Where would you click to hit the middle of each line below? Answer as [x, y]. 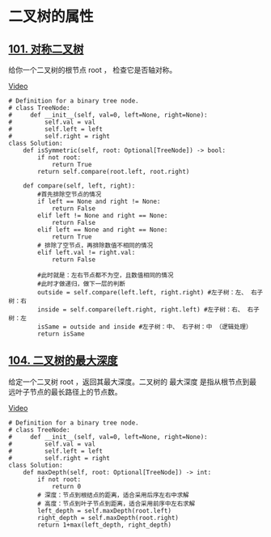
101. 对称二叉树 [46, 49]
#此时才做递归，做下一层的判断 [81, 284]
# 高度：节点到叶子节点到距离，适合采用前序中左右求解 [116, 503]
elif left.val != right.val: [87, 252]
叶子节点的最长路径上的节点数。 [68, 391]
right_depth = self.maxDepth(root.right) [108, 518]
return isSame [61, 334]
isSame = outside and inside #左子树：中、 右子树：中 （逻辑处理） [145, 327]
